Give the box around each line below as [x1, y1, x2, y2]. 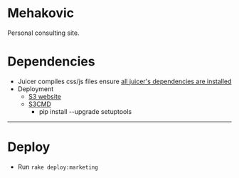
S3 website [28, 92, 62, 100]
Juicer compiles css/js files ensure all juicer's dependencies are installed [17, 77, 232, 85]
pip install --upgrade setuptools [38, 107, 132, 115]
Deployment [17, 84, 54, 93]
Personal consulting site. [7, 28, 80, 37]
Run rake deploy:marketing [17, 162, 98, 171]
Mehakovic [7, 5, 75, 21]
